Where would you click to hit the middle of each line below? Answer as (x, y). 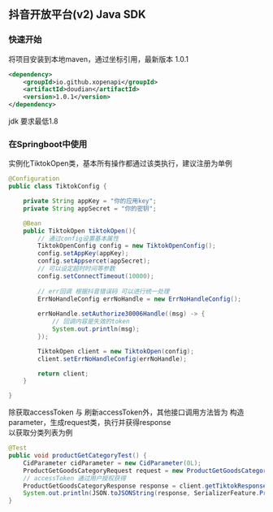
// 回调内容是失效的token (91, 322)
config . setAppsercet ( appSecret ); (94, 261)
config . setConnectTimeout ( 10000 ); (96, 276)
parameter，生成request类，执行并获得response (90, 423)
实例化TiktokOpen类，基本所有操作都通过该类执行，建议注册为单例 (121, 163)
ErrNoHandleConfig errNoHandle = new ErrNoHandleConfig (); (140, 299)
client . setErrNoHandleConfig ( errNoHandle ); (112, 359)
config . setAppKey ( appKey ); (83, 254)
